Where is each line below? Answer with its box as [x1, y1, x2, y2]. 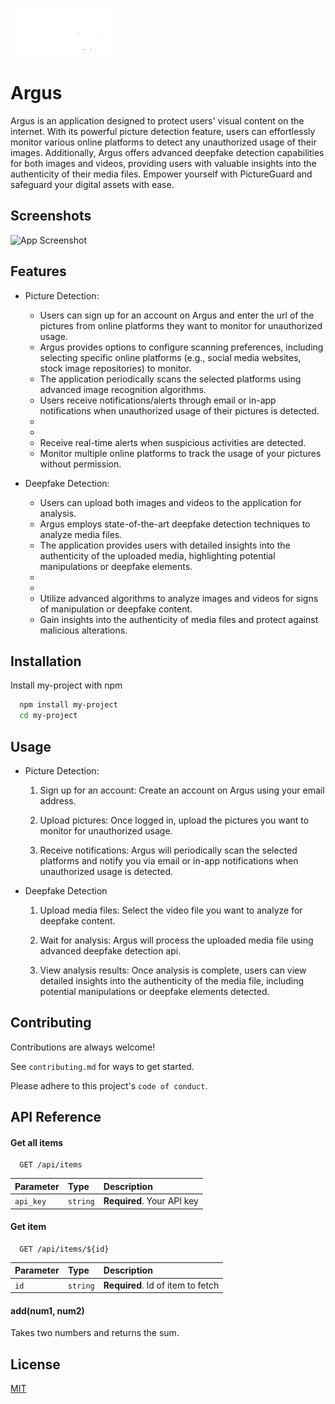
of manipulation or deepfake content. [39, 603, 193, 615]
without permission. [39, 458, 122, 470]
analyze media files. [39, 528, 123, 540]
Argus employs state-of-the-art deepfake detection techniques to [39, 518, 311, 530]
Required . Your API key [103, 1195, 199, 1207]
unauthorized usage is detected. [39, 865, 174, 877]
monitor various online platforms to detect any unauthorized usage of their [10, 136, 317, 148]
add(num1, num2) [10, 1304, 85, 1317]
